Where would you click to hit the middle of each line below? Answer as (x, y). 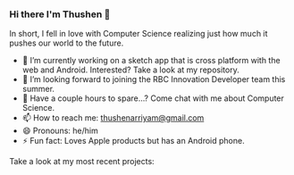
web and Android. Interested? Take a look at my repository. (130, 70)
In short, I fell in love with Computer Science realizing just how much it (139, 34)
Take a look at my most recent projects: (82, 162)
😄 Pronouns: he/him (60, 131)
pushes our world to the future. (67, 43)
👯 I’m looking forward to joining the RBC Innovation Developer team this (154, 79)
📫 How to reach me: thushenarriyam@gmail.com (113, 118)
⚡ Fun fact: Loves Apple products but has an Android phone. (133, 141)
